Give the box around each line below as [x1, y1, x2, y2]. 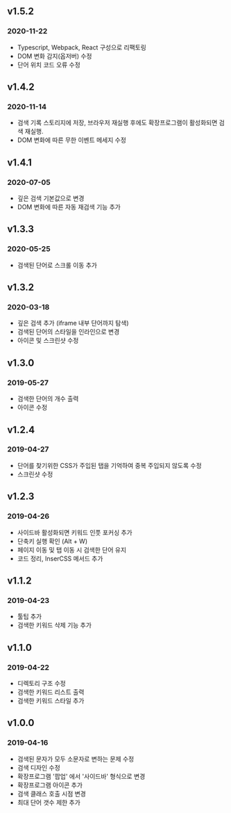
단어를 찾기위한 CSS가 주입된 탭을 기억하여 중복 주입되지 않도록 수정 [17, 461, 203, 469]
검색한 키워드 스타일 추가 [17, 696, 85, 705]
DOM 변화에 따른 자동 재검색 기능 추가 [17, 203, 121, 211]
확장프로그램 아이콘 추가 [17, 780, 83, 789]
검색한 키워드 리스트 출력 [17, 688, 85, 696]
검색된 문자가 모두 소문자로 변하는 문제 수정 [17, 755, 135, 763]
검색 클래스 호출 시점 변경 [17, 789, 87, 798]
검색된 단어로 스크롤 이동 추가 [17, 261, 97, 269]
